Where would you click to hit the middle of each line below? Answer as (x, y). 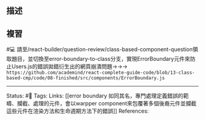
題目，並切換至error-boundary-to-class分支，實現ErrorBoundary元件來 (101, 59)
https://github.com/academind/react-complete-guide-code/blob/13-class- (101, 73)
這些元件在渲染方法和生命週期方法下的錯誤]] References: (78, 111)
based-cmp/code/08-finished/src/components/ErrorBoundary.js (86, 78)
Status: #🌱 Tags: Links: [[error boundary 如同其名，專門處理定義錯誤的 (95, 96)
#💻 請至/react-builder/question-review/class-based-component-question (100, 49)
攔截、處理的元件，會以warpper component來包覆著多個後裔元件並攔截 (107, 104)
